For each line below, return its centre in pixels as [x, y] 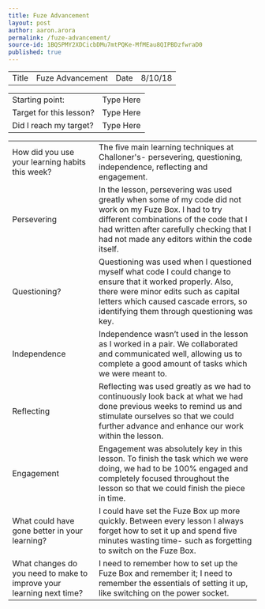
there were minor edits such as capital [169, 291]
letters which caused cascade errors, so [173, 301]
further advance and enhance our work [171, 426]
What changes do [45, 564]
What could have [43, 521]
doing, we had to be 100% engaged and [173, 469]
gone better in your [47, 531]
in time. [112, 498]
